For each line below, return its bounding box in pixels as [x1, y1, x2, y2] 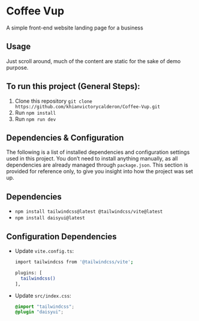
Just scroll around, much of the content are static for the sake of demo [6, 57, 181, 64]
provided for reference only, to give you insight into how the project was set [6, 168, 194, 175]
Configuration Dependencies [6, 231, 117, 242]
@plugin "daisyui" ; [14, 309, 64, 315]
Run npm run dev [14, 115, 56, 123]
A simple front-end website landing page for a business [6, 24, 144, 31]
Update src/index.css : [14, 292, 71, 299]
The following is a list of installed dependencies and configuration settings [6, 148, 190, 156]
